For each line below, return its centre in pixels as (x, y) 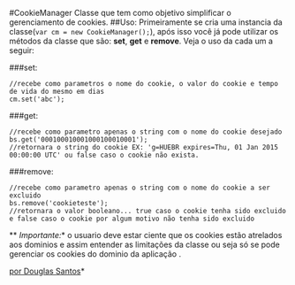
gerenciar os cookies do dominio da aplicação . (95, 254)
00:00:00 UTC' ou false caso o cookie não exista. (104, 155)
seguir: (22, 50)
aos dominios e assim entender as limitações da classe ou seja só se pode (144, 244)
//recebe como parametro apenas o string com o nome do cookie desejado (146, 132)
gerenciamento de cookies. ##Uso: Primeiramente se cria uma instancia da (146, 22)
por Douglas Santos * (47, 271)
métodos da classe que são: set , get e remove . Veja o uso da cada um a (141, 41)
